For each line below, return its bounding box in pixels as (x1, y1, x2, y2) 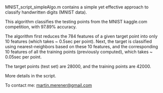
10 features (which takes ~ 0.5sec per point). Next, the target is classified (5, 38, 152, 44)
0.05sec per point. (5, 54, 42, 60)
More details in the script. (5, 73, 56, 78)
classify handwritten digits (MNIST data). (5, 9, 87, 15)
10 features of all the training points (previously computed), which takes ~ (5, 49, 153, 55)
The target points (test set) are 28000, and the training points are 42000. (5, 63, 152, 69)
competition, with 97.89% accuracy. (5, 24, 77, 30)
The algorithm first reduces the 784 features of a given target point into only (5, 34, 158, 39)
